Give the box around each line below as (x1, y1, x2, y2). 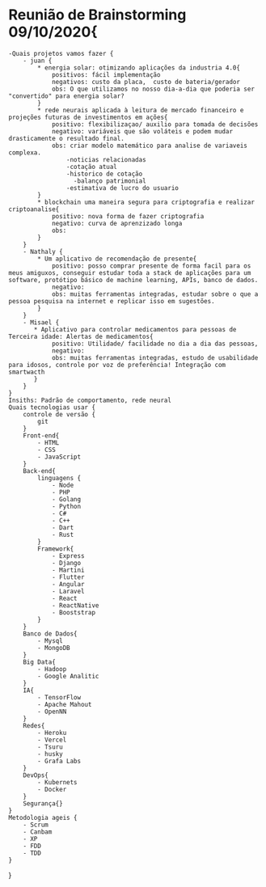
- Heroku (37, 729, 67, 737)
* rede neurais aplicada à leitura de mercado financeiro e (37, 106, 244, 114)
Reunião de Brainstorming (8, 6, 187, 24)
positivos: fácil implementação (51, 70, 161, 78)
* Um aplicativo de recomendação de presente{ (37, 255, 197, 263)
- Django (51, 559, 82, 567)
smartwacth (8, 368, 45, 376)
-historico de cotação (65, 170, 143, 178)
